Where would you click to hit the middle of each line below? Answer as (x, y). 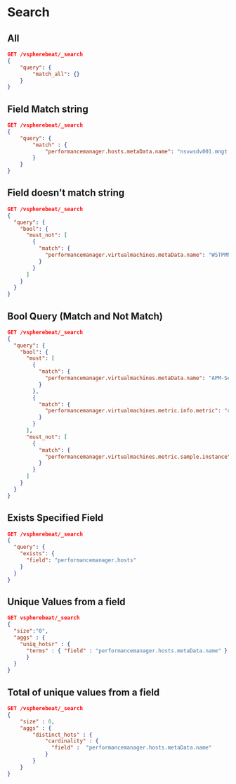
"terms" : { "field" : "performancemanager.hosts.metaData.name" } (127, 651)
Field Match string (48, 109)
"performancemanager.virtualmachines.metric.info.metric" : (133, 411)
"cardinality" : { (72, 741)
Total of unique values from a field (84, 692)
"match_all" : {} (56, 74)
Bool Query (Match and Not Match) (85, 316)
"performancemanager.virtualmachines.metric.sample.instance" (138, 457)
